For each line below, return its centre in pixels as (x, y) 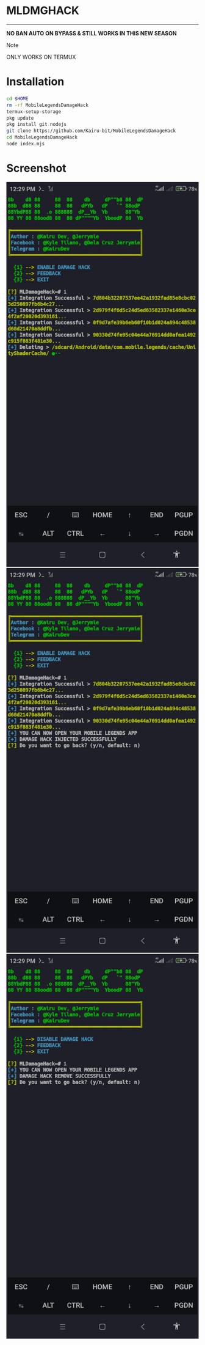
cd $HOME (17, 98)
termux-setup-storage (34, 111)
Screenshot (36, 168)
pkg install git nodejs (37, 125)
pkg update (20, 118)
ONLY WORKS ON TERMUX (41, 57)
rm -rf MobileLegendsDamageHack (47, 105)
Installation (35, 82)
